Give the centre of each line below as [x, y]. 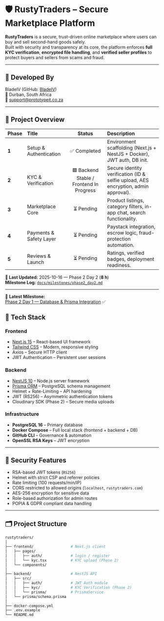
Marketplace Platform [50, 23]
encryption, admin [128, 186]
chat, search [131, 212]
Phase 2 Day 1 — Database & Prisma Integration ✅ [55, 302]
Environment [122, 141]
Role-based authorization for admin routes [55, 498]
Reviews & [39, 256]
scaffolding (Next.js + [132, 148]
